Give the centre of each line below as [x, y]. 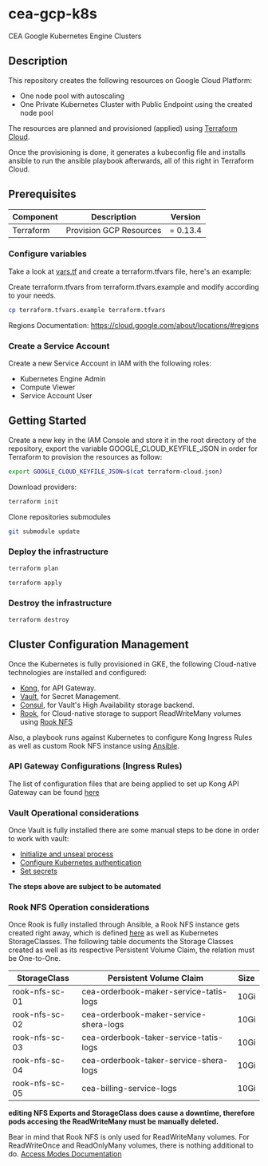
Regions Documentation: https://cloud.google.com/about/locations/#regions [134, 325]
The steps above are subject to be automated [85, 887]
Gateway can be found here [54, 792]
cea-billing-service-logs [129, 1089]
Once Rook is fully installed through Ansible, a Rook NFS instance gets [124, 925]
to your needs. [32, 295]
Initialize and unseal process [67, 854]
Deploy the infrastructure [59, 551]
